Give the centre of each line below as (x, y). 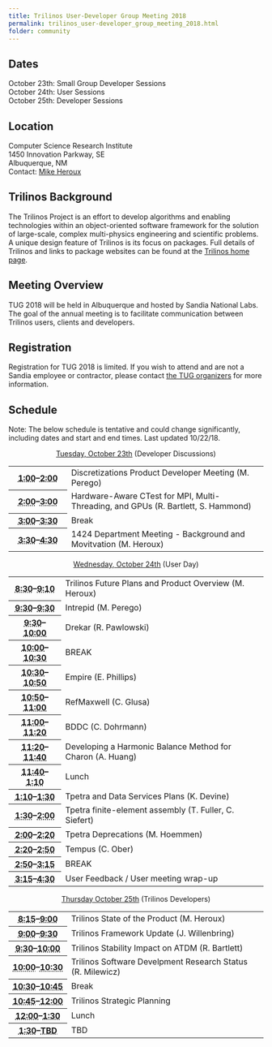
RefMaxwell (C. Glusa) (108, 701)
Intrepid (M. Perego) (104, 607)
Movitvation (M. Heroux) (117, 545)
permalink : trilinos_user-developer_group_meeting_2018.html (114, 24)
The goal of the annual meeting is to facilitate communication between (126, 313)
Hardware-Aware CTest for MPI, (132, 496)
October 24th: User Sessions (57, 92)
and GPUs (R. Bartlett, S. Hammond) (183, 506)
